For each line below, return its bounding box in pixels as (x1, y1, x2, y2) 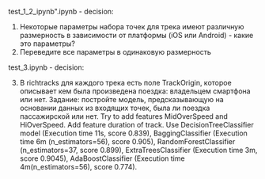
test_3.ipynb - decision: (8, 63, 85, 72)
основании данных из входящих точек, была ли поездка (19, 103, 210, 112)
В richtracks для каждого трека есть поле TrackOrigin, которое (19, 78, 232, 87)
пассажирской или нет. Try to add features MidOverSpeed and (19, 112, 228, 121)
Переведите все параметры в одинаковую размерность (19, 48, 212, 56)
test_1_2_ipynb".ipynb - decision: (8, 7, 114, 16)
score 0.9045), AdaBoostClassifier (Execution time (19, 154, 185, 163)
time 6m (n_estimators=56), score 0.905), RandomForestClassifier (19, 137, 236, 146)
